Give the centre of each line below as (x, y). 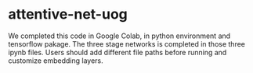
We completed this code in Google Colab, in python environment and (119, 36)
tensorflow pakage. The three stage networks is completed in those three (127, 43)
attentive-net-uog (68, 14)
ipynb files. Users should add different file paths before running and (117, 52)
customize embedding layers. (56, 61)
